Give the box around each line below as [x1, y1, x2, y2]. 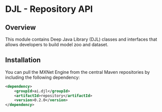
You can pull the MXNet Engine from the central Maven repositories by [5, 69, 150, 75]
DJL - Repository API [5, 3, 93, 15]
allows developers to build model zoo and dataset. [5, 42, 109, 48]
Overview [5, 23, 36, 32]
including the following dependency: [5, 74, 80, 80]
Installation [5, 56, 41, 64]
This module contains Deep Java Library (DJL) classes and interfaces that [5, 36, 158, 42]
